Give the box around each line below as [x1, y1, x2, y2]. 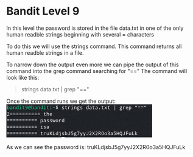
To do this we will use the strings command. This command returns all [6, 43, 182, 50]
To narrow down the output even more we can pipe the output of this [6, 61, 179, 68]
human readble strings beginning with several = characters [6, 30, 154, 38]
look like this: [6, 74, 40, 81]
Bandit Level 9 [6, 4, 80, 18]
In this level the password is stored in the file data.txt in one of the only [6, 24, 184, 32]
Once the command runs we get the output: [6, 97, 116, 105]
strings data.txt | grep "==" [21, 85, 89, 92]
